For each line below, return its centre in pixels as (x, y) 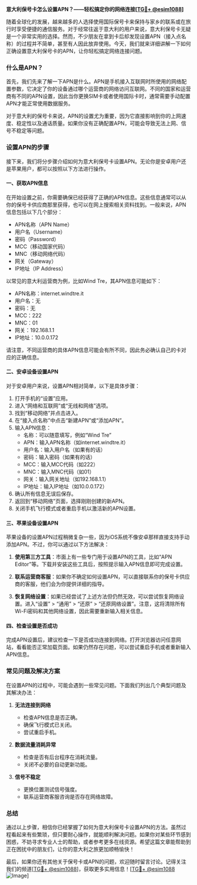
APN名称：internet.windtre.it (49, 293)
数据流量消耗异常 (35, 744)
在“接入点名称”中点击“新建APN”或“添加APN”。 (71, 420)
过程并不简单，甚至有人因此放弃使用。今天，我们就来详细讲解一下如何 (106, 44)
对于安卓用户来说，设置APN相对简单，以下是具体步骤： (73, 386)
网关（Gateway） (35, 261)
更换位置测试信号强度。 (52, 789)
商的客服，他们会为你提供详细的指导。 (61, 584)
